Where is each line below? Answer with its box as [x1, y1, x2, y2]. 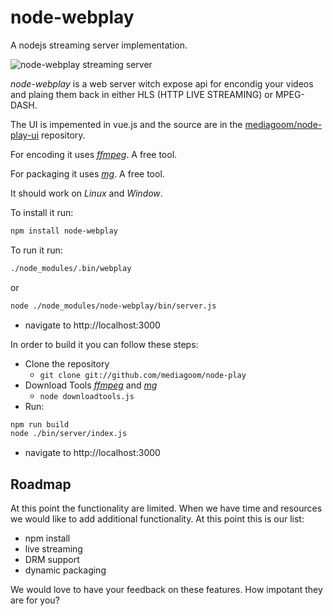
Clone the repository [24, 357, 110, 370]
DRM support [24, 554, 80, 566]
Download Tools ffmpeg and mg [24, 379, 158, 391]
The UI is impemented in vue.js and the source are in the [10, 118, 243, 130]
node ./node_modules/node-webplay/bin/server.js [10, 301, 217, 311]
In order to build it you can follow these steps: [10, 338, 199, 350]
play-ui [10, 129, 40, 141]
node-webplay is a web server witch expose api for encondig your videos [10, 77, 314, 90]
